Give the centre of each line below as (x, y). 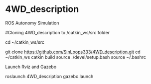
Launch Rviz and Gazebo (31, 67)
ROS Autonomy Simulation (32, 23)
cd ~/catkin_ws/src (25, 42)
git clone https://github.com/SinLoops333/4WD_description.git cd (73, 52)
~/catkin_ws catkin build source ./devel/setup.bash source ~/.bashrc (75, 57)
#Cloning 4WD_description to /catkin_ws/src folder (58, 32)
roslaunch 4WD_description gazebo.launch (49, 76)
